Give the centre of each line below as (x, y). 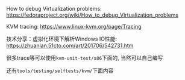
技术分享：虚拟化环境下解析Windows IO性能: (62, 39)
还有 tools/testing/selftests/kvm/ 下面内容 (60, 70)
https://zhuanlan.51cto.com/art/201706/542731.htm (70, 45)
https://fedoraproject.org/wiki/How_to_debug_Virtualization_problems (92, 15)
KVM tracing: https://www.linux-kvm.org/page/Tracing (74, 27)
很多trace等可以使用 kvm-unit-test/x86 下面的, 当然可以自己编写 (85, 58)
